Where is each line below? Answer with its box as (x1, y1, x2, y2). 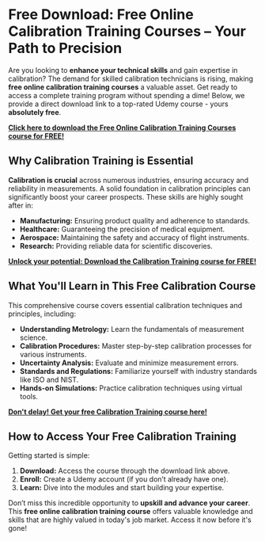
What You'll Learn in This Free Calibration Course (8, 280, 256, 293)
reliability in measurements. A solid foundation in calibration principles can (8, 184, 251, 193)
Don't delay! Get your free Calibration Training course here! (8, 406, 208, 417)
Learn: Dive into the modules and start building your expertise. (19, 483, 225, 493)
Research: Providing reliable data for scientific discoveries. (19, 241, 214, 250)
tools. (19, 391, 38, 401)
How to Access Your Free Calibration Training (8, 429, 237, 443)
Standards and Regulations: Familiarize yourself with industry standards (19, 366, 257, 375)
